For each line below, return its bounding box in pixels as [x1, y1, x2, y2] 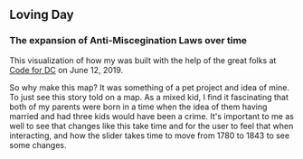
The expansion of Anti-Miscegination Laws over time [9, 34, 247, 47]
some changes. [9, 139, 67, 150]
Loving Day [9, 7, 74, 23]
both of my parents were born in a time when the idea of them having [9, 101, 268, 112]
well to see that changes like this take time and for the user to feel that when [9, 120, 294, 131]
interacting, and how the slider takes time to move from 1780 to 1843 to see [9, 130, 290, 141]
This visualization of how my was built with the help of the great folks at [9, 54, 277, 66]
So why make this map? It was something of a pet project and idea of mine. [9, 81, 289, 93]
